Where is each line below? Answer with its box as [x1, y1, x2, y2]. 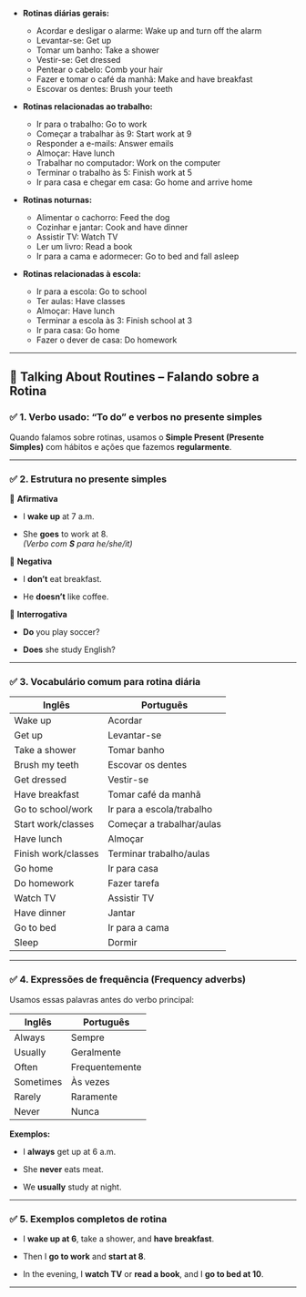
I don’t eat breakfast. [22, 573, 102, 584]
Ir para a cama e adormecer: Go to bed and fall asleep [36, 250, 240, 261]
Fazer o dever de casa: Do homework [36, 334, 178, 345]
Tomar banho [107, 744, 166, 757]
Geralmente [71, 1046, 121, 1058]
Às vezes [71, 1075, 111, 1088]
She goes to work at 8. [22, 528, 108, 539]
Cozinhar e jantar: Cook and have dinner [36, 222, 189, 232]
